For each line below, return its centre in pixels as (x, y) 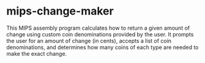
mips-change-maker (60, 11)
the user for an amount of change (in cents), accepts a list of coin (89, 41)
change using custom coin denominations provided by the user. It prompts (100, 34)
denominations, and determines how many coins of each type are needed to (102, 47)
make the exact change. (37, 53)
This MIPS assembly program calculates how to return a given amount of (98, 28)
